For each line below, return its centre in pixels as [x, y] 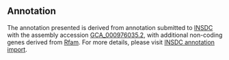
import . [17, 49]
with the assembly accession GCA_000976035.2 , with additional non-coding [115, 35]
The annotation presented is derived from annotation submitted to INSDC [110, 27]
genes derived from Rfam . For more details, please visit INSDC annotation [111, 42]
